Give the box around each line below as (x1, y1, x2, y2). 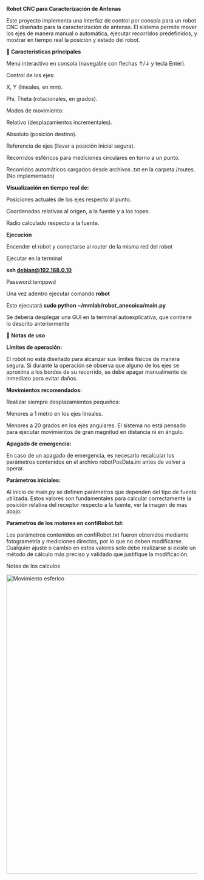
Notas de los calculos (6, 562, 61, 569)
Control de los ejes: (6, 72, 55, 78)
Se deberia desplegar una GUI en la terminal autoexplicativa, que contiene (6, 314, 192, 321)
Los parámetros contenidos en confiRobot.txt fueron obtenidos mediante (6, 531, 189, 538)
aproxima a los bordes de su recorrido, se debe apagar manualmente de (6, 368, 187, 376)
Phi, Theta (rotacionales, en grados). (6, 95, 98, 102)
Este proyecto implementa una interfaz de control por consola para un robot (6, 17, 196, 24)
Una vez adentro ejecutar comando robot (6, 290, 110, 297)
